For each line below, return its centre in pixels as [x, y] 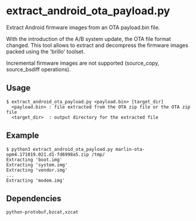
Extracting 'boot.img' [34, 160]
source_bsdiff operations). [39, 69]
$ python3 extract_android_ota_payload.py [60, 149]
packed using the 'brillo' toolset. [46, 51]
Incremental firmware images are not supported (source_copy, [83, 63]
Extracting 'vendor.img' [37, 170]
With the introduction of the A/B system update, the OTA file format [89, 39]
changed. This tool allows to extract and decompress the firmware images [97, 45]
